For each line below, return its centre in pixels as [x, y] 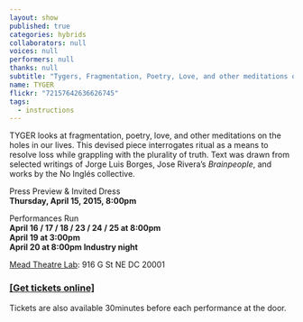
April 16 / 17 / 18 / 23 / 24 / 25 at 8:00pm [85, 228]
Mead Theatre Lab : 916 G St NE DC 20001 [87, 265]
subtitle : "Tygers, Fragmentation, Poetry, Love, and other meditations [149, 77]
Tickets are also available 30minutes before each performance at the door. [148, 308]
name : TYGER [32, 85]
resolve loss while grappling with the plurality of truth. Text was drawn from [150, 155]
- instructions [46, 110]
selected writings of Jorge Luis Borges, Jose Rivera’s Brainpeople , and [141, 164]
